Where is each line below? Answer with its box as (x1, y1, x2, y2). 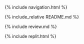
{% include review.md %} (4, 23, 57, 29)
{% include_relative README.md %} (4, 14, 79, 19)
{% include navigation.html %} (4, 4, 68, 10)
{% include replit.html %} (4, 33, 56, 39)
